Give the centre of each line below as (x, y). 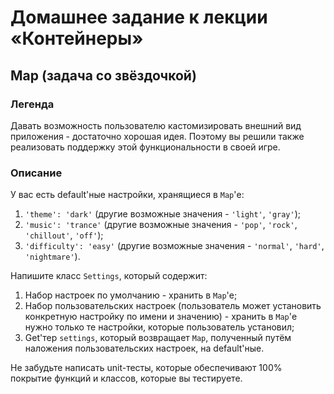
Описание (36, 173)
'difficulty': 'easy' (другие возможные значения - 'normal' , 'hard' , (174, 246)
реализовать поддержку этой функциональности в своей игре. (145, 147)
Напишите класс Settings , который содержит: (109, 276)
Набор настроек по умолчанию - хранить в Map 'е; (131, 295)
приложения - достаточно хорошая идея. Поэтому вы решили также (157, 136)
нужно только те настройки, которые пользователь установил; (159, 327)
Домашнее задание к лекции (139, 17)
